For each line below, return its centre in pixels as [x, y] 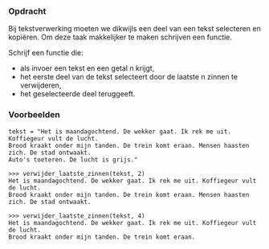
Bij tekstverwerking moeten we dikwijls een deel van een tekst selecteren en [134, 29]
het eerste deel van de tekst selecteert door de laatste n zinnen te [129, 77]
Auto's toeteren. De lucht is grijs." [73, 159]
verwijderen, [41, 85]
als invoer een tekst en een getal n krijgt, [87, 68]
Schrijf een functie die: [46, 53]
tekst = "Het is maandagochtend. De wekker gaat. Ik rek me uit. [120, 131]
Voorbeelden [34, 115]
